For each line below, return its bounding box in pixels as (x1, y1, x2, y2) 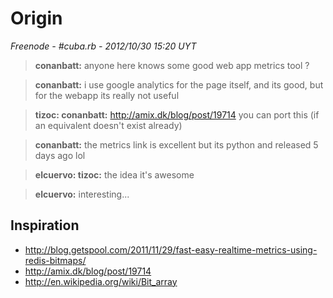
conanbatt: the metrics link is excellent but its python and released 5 (34, 138, 319, 151)
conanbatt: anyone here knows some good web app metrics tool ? (34, 59, 310, 71)
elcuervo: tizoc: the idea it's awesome (34, 168, 195, 181)
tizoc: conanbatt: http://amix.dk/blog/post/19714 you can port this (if (34, 108, 320, 121)
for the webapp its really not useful (34, 89, 180, 101)
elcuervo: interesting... (34, 188, 130, 200)
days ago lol (34, 149, 86, 161)
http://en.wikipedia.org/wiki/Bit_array (24, 275, 178, 287)
